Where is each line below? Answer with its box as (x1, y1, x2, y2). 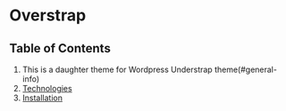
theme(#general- (214, 64, 277, 75)
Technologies (21, 83, 73, 93)
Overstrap (9, 5, 87, 26)
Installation (21, 92, 63, 103)
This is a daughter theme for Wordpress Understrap (21, 64, 213, 75)
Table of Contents (9, 41, 112, 56)
